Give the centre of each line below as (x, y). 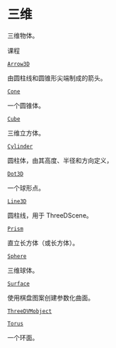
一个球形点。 (26, 188)
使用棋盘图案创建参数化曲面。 (51, 298)
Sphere (17, 256)
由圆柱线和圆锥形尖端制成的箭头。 (57, 78)
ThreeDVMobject (30, 311)
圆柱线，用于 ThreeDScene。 (50, 215)
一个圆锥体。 (26, 105)
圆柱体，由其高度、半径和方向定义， (60, 160)
